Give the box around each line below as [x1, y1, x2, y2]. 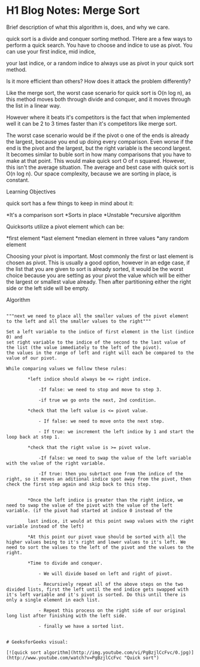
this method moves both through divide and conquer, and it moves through [6, 96, 191, 103]
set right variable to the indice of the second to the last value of [6, 339, 186, 346]
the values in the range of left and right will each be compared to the [6, 350, 195, 356]
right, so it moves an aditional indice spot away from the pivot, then [6, 476, 192, 482]
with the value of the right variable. [6, 460, 106, 466]
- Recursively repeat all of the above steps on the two [38, 581, 184, 587]
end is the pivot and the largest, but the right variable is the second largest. [6, 144, 192, 151]
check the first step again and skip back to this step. [6, 481, 151, 487]
